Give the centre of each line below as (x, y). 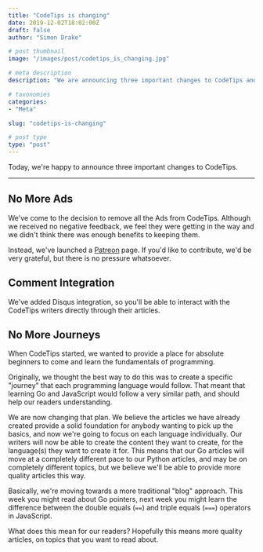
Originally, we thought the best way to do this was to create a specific (121, 377)
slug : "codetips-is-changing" (58, 123)
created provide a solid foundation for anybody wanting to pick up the (121, 426)
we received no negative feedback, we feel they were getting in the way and (131, 226)
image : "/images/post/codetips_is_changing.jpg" (89, 59)
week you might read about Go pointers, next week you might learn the (122, 499)
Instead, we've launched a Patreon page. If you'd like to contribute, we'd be (130, 250)
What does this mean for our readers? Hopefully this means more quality (125, 532)
